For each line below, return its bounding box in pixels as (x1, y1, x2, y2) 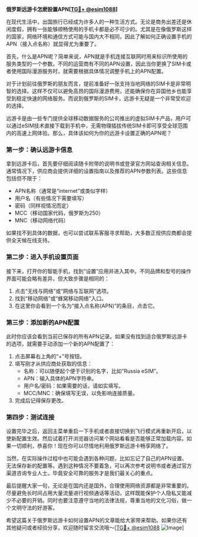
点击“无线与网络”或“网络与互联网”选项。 (14, 287, 112, 294)
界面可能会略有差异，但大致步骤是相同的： (6, 275, 110, 282)
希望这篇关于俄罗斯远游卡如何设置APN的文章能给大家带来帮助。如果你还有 (6, 517, 187, 524)
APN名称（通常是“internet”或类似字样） (14, 187, 111, 195)
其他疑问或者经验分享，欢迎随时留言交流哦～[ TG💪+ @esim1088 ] (6, 524, 184, 531)
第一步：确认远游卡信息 (6, 146, 72, 154)
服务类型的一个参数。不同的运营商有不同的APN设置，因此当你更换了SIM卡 (6, 60, 187, 67)
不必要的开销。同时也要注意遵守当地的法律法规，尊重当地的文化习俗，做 (11, 497, 187, 504)
